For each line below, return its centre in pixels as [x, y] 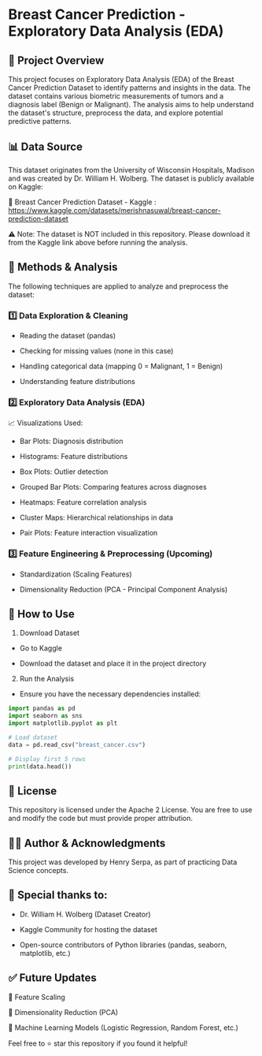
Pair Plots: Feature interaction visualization [89, 533]
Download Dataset [50, 633]
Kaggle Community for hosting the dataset [88, 929]
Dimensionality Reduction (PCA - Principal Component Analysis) [124, 589]
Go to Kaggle [41, 648]
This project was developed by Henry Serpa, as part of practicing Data [123, 862]
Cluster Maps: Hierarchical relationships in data [96, 517]
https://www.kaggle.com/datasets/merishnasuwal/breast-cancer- [115, 210]
